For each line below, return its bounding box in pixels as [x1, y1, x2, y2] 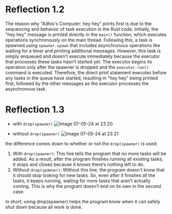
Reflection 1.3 [5, 104, 65, 116]
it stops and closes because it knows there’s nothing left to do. [12, 161, 145, 167]
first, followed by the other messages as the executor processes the [5, 80, 149, 87]
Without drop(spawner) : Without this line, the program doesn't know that [12, 166, 165, 173]
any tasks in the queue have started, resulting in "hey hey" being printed [5, 75, 158, 81]
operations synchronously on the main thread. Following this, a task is [5, 37, 153, 43]
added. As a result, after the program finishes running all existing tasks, [12, 156, 163, 162]
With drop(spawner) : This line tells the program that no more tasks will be [12, 150, 166, 157]
